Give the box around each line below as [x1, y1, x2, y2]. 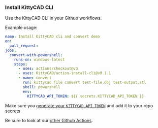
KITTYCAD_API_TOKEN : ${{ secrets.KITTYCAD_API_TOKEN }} [27, 94, 144, 98]
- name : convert [18, 75, 52, 80]
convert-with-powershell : [9, 52, 63, 58]
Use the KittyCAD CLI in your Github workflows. [5, 15, 102, 21]
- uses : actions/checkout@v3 [18, 66, 78, 71]
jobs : [5, 48, 16, 53]
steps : [14, 62, 28, 66]
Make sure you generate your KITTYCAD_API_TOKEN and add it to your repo [5, 102, 154, 108]
